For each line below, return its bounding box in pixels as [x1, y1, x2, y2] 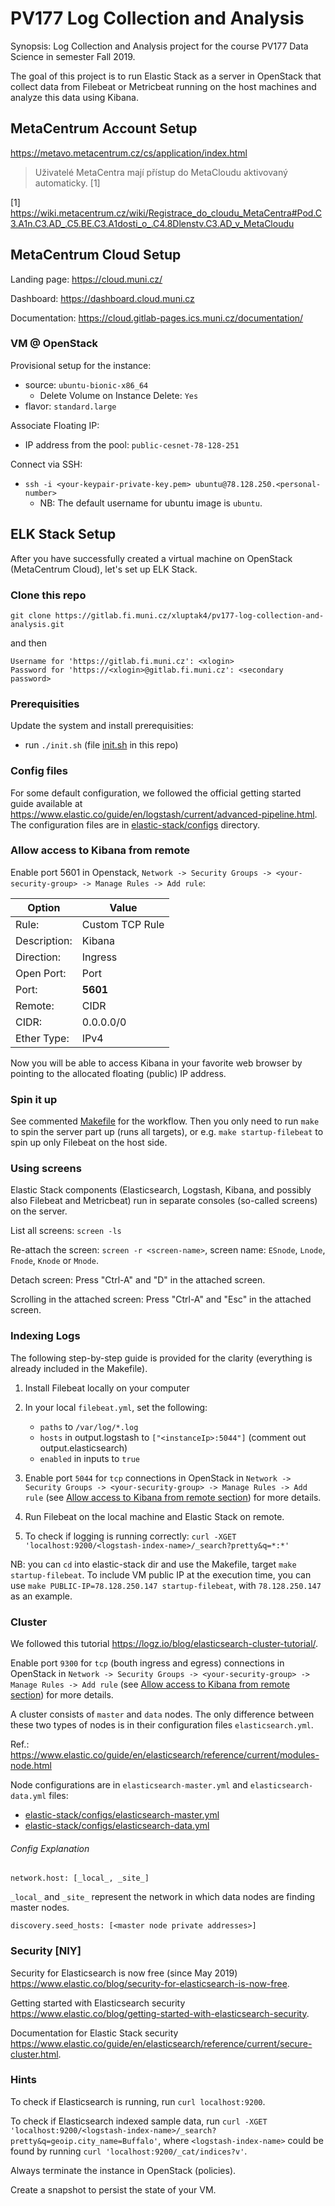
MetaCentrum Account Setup [10, 120, 198, 137]
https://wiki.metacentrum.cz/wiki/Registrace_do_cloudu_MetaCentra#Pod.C [10, 207, 323, 219]
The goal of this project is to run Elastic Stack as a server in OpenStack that [10, 70, 322, 82]
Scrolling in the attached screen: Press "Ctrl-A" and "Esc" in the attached [10, 1293, 312, 1306]
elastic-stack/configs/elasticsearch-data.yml [24, 1820, 210, 1832]
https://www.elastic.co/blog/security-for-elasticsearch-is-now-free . [10, 1977, 290, 1989]
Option [27, 900, 61, 914]
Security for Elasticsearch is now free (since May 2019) [10, 1967, 238, 1979]
